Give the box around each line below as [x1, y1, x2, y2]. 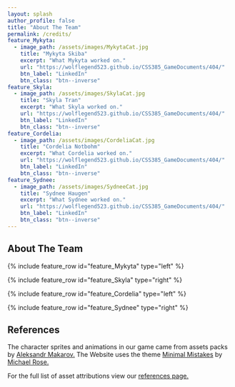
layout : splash [7, 10, 53, 18]
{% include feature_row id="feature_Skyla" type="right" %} [7, 276, 183, 284]
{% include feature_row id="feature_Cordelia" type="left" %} [7, 289, 187, 298]
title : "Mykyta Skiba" [20, 51, 88, 58]
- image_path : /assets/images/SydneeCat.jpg [14, 183, 149, 190]
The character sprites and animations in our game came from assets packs [7, 343, 229, 351]
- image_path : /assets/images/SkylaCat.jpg [14, 90, 145, 97]
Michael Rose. [7, 358, 49, 366]
